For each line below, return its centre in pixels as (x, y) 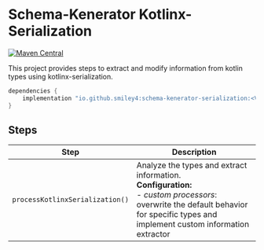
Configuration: (164, 185)
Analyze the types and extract (192, 165)
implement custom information (193, 224)
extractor (153, 234)
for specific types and (177, 215)
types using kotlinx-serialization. (61, 76)
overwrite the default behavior (192, 204)
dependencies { (33, 91)
